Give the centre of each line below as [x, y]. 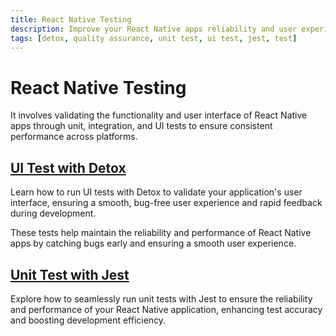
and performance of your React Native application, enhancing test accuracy [166, 309]
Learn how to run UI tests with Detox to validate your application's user [156, 192]
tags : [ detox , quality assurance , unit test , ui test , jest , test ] [154, 38]
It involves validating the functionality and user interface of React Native [159, 115]
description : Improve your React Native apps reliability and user [154, 29]
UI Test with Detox [68, 167]
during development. [53, 213]
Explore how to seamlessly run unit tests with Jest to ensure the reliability [161, 298]
